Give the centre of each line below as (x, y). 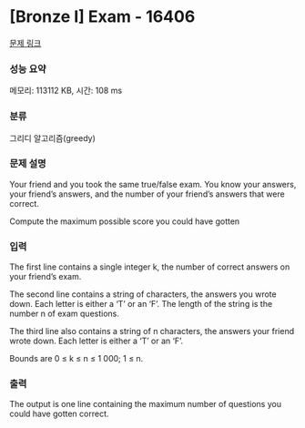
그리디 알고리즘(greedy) (52, 138)
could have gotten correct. (59, 414)
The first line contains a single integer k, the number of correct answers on (150, 267)
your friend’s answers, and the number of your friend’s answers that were (147, 194)
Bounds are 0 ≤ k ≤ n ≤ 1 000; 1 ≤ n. (76, 359)
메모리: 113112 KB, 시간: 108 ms (66, 91)
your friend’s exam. (46, 277)
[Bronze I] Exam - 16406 (102, 17)
